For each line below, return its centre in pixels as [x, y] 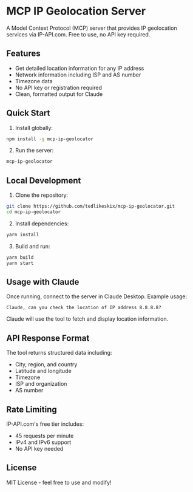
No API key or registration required [58, 87]
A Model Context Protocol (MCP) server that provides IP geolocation [92, 28]
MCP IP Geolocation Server [76, 11]
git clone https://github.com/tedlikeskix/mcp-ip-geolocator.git [90, 207]
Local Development [44, 180]
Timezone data [34, 81]
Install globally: [34, 128]
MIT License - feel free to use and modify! [59, 482]
